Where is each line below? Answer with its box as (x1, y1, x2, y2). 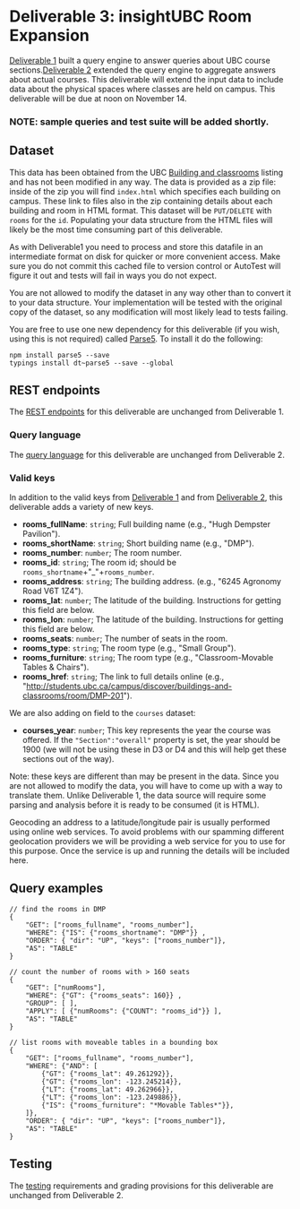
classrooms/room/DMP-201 (21, 690, 124, 701)
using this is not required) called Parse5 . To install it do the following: (9, 333, 263, 344)
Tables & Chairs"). (21, 661, 90, 673)
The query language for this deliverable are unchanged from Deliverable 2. (9, 449, 285, 460)
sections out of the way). (21, 754, 115, 764)
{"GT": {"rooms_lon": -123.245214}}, (41, 1077, 182, 1086)
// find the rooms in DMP (9, 904, 106, 913)
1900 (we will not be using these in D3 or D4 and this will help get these (21, 744, 287, 755)
